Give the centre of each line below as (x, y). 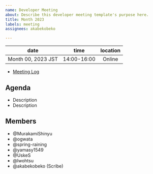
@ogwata (23, 139)
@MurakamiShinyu (32, 133)
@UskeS (22, 155)
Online (110, 59)
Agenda (18, 88)
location (111, 50)
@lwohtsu (23, 160)
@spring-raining (30, 144)
